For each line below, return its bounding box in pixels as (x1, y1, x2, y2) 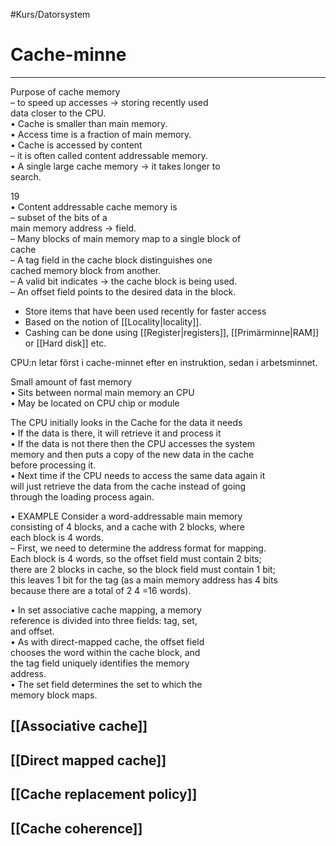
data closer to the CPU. (10, 107, 107, 119)
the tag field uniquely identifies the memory (10, 657, 190, 669)
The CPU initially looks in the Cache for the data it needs (10, 416, 243, 428)
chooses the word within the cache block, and (10, 646, 201, 658)
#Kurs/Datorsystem (10, 9, 91, 20)
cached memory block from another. (10, 264, 162, 276)
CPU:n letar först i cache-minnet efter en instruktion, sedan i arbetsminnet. (10, 356, 318, 368)
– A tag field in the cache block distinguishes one (10, 254, 213, 266)
